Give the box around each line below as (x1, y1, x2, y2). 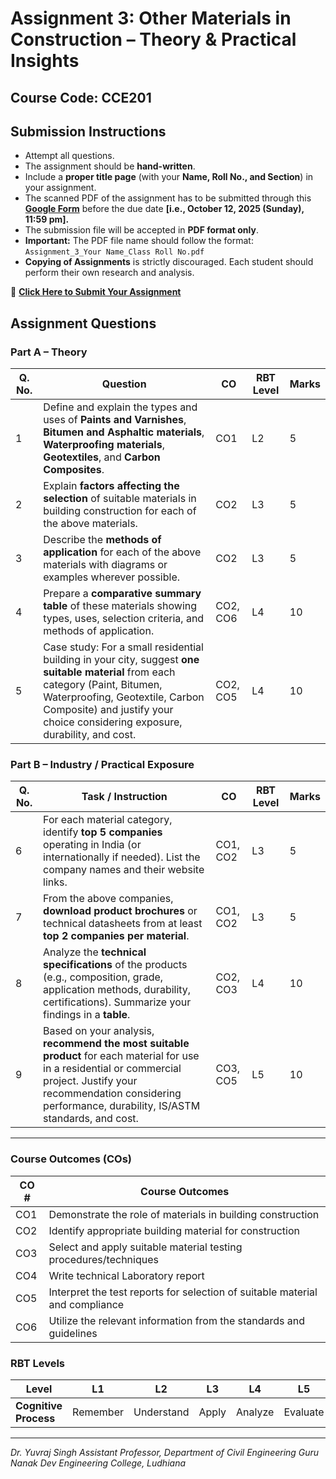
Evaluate (283, 1405, 325, 1419)
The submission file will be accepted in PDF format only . (24, 224, 259, 236)
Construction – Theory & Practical (10, 28, 297, 51)
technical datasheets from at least (43, 917, 203, 931)
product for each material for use (43, 1049, 200, 1063)
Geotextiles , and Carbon (43, 450, 161, 464)
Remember (72, 1405, 124, 1419)
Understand (133, 1405, 190, 1419)
